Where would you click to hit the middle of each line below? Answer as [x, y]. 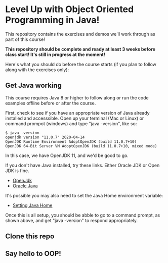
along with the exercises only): [37, 70]
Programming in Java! [52, 20]
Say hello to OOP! [33, 253]
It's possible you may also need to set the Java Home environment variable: [84, 195]
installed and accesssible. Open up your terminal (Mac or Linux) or [75, 118]
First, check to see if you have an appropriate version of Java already [78, 113]
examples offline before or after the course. [51, 103]
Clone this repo [30, 236]
